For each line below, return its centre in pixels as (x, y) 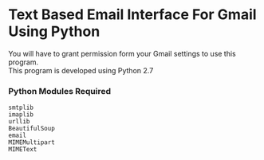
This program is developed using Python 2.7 (81, 70)
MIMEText (23, 150)
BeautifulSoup (32, 129)
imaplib (21, 115)
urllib (19, 122)
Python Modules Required (60, 91)
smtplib (21, 108)
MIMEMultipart (32, 142)
